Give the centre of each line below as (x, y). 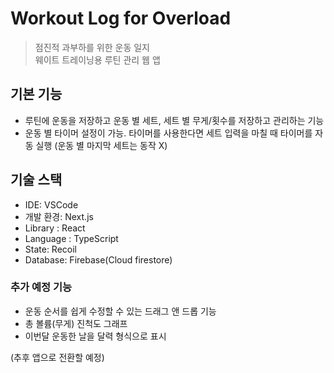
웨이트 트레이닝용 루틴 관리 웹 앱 (97, 59)
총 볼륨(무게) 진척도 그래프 (76, 323)
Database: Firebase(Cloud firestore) (98, 259)
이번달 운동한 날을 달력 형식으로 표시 (95, 336)
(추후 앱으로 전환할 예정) (57, 357)
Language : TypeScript (71, 238)
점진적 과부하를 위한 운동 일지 (92, 47)
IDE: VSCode (51, 204)
